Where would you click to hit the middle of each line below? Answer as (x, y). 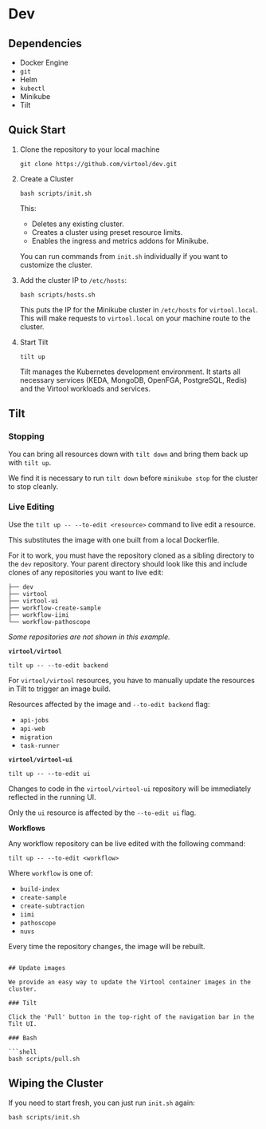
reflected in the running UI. (53, 797)
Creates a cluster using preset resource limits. (107, 232)
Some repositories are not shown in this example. (90, 637)
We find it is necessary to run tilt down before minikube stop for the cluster (133, 478)
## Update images (37, 968)
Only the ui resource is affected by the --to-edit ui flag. (102, 813)
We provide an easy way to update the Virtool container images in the (129, 982)
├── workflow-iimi (39, 615)
